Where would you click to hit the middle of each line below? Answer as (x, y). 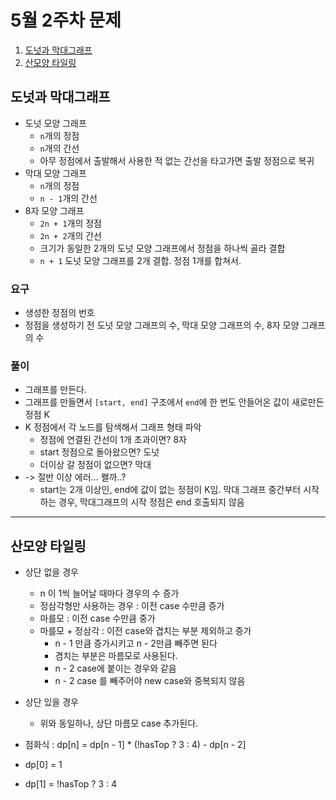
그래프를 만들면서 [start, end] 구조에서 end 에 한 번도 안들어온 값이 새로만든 (174, 402)
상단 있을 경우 (51, 702)
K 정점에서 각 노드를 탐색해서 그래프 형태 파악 (113, 427)
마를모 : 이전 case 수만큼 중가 (97, 618)
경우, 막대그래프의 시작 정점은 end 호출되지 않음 (151, 502)
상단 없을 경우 (51, 572)
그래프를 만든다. (55, 390)
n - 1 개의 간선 (68, 198)
